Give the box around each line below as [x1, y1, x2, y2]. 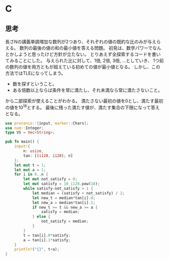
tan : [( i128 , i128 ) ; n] [23, 153, 73, 158]
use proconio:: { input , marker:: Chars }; [5, 120, 89, 126]
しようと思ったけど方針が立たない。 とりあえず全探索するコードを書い [14, 51, 161, 57]
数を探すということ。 [12, 81, 57, 87]
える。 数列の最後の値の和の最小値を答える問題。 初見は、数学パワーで [5, 45, 153, 51]
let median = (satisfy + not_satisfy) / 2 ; [32, 190, 125, 195]
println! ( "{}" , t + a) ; [14, 247, 59, 252]
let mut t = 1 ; [14, 162, 46, 168]
